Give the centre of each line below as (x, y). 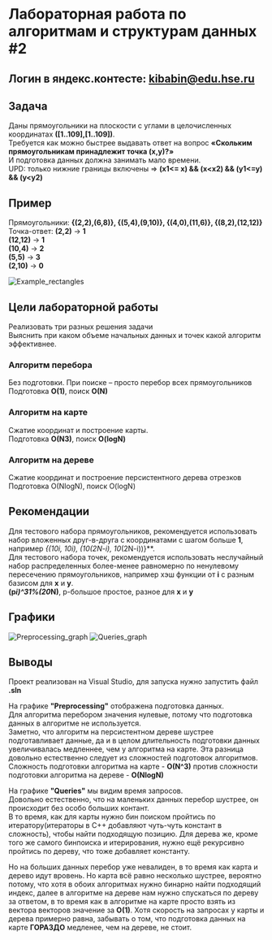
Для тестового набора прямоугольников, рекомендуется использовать (133, 531)
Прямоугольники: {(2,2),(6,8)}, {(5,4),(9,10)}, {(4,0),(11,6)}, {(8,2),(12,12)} (136, 223)
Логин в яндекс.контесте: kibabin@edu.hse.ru (132, 78)
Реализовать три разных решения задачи (81, 327)
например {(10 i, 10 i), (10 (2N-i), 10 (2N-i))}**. (82, 548)
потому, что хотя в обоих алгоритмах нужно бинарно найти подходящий (135, 884)
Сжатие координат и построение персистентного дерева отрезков (125, 477)
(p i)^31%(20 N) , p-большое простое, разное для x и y (101, 591)
